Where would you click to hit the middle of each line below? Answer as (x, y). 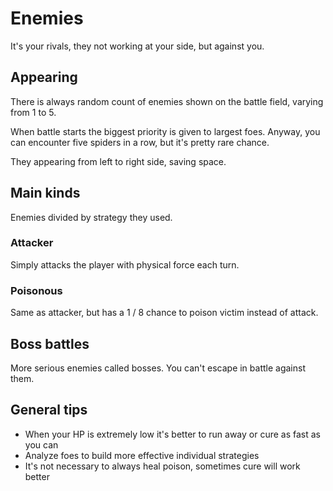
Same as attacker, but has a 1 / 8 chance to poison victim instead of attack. (164, 313)
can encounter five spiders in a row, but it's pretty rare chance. (140, 142)
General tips (49, 410)
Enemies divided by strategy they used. (91, 217)
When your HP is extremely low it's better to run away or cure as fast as (173, 434)
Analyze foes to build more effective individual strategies (142, 455)
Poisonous (36, 290)
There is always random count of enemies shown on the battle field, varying (167, 101)
